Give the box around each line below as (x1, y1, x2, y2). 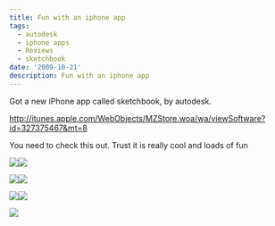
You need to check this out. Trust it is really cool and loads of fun (9, 139, 248, 150)
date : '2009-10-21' (9, 63, 82, 72)
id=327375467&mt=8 (9, 122, 87, 133)
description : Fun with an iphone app (9, 71, 150, 80)
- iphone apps (17, 38, 70, 47)
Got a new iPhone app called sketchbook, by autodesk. (9, 96, 212, 106)
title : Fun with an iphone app (9, 13, 126, 22)
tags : (9, 21, 29, 30)
